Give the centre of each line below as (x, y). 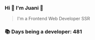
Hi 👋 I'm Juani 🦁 (24, 8)
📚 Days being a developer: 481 (43, 32)
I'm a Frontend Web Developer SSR (53, 19)
